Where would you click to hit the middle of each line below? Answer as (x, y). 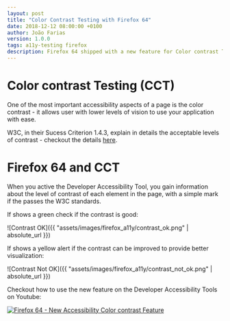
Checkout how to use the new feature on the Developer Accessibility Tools (112, 289)
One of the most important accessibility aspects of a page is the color (105, 104)
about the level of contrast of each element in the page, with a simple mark (113, 193)
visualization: (26, 255)
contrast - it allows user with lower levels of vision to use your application (111, 112)
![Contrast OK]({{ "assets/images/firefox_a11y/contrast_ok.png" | (98, 228)
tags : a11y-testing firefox (47, 45)
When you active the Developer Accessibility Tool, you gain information (108, 187)
